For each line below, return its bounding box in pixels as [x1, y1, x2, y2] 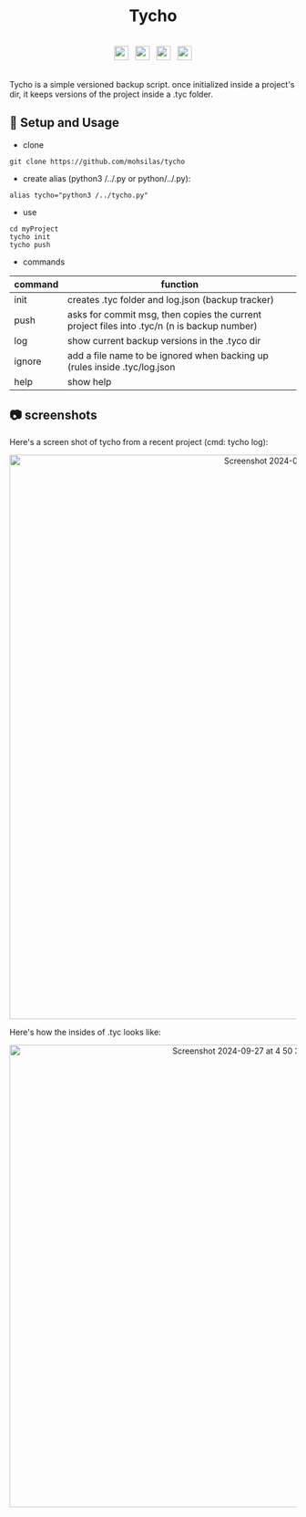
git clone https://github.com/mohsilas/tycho [9, 157, 185, 166]
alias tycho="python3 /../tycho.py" [9, 191, 148, 200]
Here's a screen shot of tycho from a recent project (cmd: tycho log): [9, 436, 269, 447]
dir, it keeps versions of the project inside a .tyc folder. [9, 88, 214, 99]
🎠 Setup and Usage [9, 115, 120, 130]
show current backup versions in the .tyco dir [66, 334, 261, 347]
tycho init [9, 232, 51, 242]
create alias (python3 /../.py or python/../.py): [22, 172, 191, 183]
